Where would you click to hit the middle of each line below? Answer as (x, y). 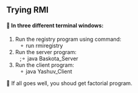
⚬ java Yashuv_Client (46, 71)
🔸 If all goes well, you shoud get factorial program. (69, 83)
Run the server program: (46, 52)
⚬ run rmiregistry (41, 46)
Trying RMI (27, 10)
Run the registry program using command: (68, 39)
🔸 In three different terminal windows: (55, 25)
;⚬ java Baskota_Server (49, 58)
